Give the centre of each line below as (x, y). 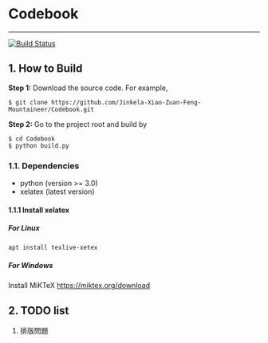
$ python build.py (39, 146)
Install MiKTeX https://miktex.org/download (79, 286)
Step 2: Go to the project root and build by (78, 124)
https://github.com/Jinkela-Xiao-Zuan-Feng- (126, 102)
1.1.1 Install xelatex (39, 210)
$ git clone (28, 102)
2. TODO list (39, 311)
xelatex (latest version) (57, 191)
